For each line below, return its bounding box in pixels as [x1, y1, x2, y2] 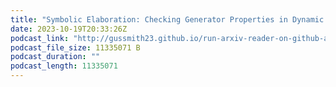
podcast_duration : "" [10, 52, 101, 62]
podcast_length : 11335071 [10, 61, 118, 71]
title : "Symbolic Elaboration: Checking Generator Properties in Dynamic [10, 14, 325, 25]
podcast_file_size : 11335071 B [10, 42, 141, 53]
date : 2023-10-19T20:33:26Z [10, 24, 128, 34]
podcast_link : [10, 33, 70, 43]
